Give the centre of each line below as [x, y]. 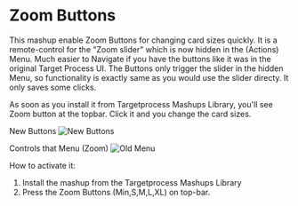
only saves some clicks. [53, 87]
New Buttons [33, 131]
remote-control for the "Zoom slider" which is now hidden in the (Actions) [144, 49]
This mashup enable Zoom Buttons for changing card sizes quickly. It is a [143, 40]
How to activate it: [42, 165]
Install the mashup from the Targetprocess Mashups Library [132, 182]
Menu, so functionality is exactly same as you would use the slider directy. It [149, 77]
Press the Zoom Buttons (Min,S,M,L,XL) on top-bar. [116, 192]
